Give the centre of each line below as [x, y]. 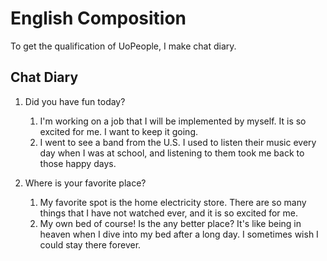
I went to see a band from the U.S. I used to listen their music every [178, 142]
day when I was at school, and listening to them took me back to [172, 153]
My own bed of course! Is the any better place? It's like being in [170, 223]
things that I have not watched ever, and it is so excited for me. [168, 213]
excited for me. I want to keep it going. [118, 131]
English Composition [98, 18]
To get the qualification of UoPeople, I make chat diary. [123, 46]
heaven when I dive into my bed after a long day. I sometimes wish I [179, 234]
